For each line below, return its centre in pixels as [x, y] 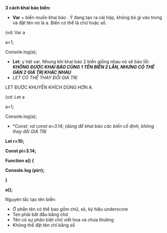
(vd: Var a [15, 32]
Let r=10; [15, 141]
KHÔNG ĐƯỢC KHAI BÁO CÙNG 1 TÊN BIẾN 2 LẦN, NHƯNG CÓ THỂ [83, 67]
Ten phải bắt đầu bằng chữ [40, 214]
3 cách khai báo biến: [28, 8]
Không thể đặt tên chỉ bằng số [44, 225]
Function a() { [20, 161]
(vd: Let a [15, 97]
